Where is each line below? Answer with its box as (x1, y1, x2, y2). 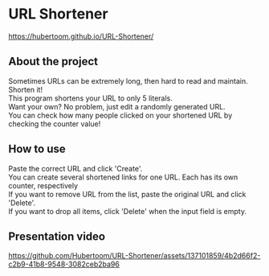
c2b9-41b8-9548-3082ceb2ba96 (8, 259, 120, 270)
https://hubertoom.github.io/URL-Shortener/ (8, 31, 154, 41)
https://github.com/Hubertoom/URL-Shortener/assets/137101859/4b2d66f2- (8, 251, 261, 261)
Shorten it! (8, 84, 43, 94)
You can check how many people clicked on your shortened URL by (8, 110, 233, 120)
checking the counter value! (8, 118, 101, 129)
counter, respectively (8, 180, 79, 190)
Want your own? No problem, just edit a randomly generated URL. (8, 101, 226, 111)
